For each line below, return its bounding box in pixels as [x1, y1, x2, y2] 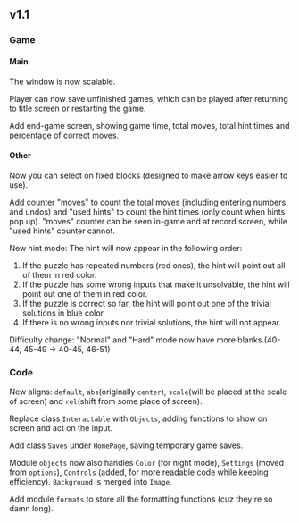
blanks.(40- [237, 334, 281, 345]
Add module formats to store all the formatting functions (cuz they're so [9, 493, 273, 504]
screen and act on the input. [9, 423, 113, 434]
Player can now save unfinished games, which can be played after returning [9, 93, 288, 104]
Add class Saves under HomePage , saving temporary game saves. [9, 440, 244, 451]
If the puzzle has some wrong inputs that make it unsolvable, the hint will [21, 279, 290, 290]
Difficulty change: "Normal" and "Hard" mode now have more [9, 334, 237, 345]
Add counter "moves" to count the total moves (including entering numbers [9, 197, 287, 207]
